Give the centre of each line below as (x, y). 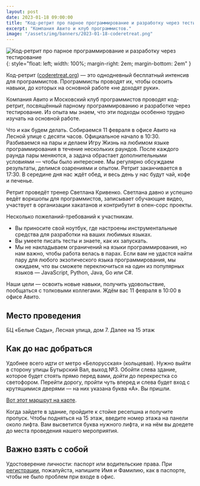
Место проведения (44, 316)
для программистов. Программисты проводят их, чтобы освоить (89, 82)
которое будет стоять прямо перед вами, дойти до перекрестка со (92, 376)
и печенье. (20, 181)
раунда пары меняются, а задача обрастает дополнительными (87, 155)
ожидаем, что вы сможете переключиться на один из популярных (99, 266)
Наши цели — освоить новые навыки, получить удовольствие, (86, 284)
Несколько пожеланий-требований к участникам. (70, 217)
